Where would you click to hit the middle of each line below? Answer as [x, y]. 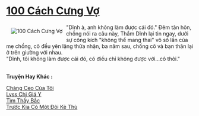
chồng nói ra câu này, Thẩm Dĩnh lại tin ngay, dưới [127, 33]
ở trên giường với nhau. [34, 52]
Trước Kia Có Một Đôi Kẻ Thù [42, 107]
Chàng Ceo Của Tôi [30, 88]
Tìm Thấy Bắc [23, 100]
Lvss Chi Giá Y [24, 94]
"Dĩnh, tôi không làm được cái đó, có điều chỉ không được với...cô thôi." [93, 59]
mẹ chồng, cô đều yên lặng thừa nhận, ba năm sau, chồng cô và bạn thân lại [100, 46]
